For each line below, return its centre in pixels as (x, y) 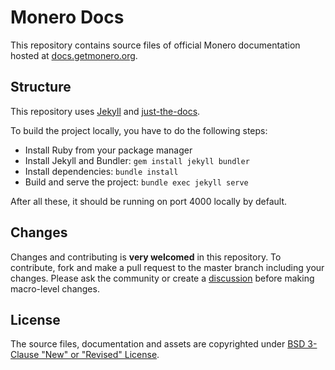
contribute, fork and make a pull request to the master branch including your (167, 267)
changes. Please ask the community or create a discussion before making (162, 278)
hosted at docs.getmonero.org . (74, 55)
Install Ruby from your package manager (108, 150)
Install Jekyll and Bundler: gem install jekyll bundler (137, 160)
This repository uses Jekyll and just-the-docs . (105, 111)
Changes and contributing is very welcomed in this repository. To (146, 257)
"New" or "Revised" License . (100, 355)
